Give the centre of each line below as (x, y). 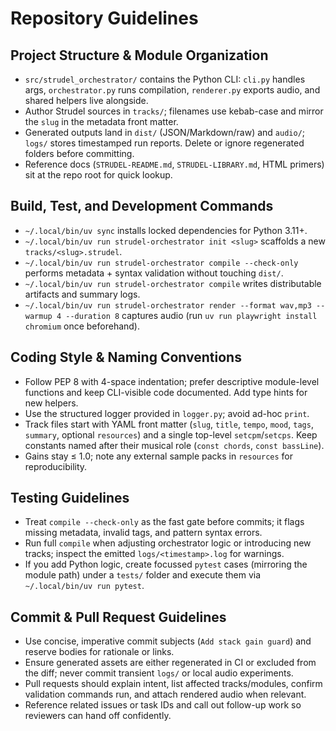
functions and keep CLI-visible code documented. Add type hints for (166, 392)
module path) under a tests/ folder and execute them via (143, 575)
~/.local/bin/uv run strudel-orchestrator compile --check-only (161, 263)
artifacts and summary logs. (82, 294)
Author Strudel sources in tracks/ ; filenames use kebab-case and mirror (174, 111)
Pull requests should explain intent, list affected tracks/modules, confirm (173, 684)
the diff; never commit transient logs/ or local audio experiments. (159, 673)
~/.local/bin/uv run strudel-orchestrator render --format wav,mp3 (168, 305)
